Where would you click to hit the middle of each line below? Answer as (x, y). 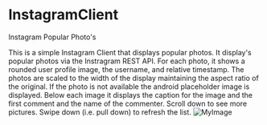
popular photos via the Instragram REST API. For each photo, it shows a (127, 61)
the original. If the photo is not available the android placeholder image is (129, 87)
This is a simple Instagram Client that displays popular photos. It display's (130, 52)
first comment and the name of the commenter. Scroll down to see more (128, 103)
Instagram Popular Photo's (52, 37)
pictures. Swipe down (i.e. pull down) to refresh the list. (100, 112)
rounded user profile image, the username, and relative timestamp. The (126, 69)
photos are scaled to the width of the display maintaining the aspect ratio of (133, 78)
